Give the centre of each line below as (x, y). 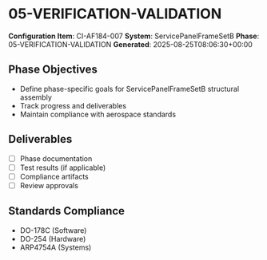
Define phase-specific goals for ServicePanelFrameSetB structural (130, 89)
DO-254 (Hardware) (53, 238)
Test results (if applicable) (63, 167)
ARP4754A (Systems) (56, 247)
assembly (36, 97)
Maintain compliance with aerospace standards (98, 114)
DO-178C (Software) (53, 230)
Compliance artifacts (54, 176)
